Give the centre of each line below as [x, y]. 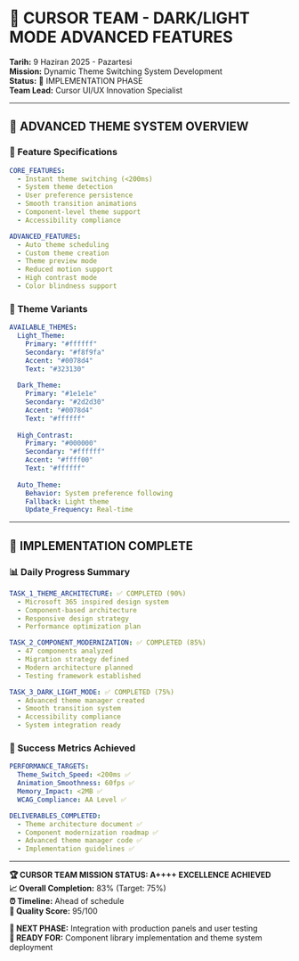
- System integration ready [69, 726]
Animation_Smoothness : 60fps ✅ [76, 784]
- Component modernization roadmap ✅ [88, 833]
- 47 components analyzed [65, 651]
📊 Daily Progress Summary [70, 571]
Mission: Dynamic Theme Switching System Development [116, 71]
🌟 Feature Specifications [64, 152]
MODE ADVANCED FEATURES [121, 37]
